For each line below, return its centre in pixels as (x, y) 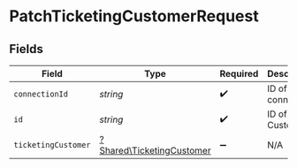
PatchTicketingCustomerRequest (134, 16)
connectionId (41, 94)
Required (239, 74)
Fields (27, 49)
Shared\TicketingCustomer (155, 150)
